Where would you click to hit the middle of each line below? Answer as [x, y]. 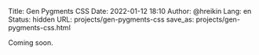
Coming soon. [31, 43]
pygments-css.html [39, 27]
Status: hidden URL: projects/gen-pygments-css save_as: [101, 19]
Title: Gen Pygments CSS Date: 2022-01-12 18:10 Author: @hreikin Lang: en [130, 11]
